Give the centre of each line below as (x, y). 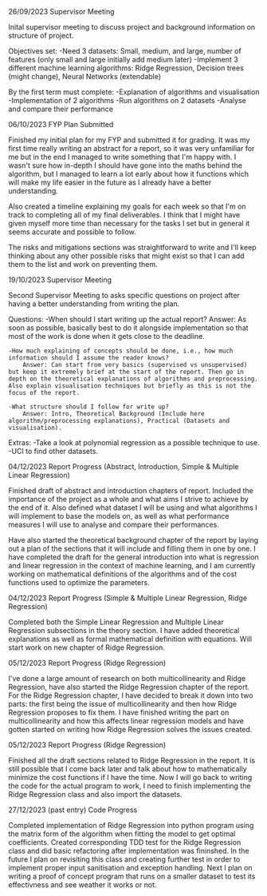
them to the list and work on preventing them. (83, 264)
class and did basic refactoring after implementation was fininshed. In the (129, 851)
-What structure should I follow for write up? (89, 407)
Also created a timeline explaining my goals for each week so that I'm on (127, 206)
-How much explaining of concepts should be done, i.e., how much (121, 351)
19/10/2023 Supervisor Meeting (60, 280)
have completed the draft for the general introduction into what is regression (133, 557)
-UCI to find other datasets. (53, 451)
